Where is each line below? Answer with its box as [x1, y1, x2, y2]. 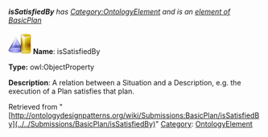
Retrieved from [8, 102, 58, 111]
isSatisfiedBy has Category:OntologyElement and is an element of [8, 7, 231, 16]
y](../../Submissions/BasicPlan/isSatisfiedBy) [8, 119, 156, 128]
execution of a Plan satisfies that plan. [8, 86, 134, 96]
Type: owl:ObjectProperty [8, 62, 95, 72]
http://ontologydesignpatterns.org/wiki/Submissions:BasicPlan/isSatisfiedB [10, 110, 260, 120]
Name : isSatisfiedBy [32, 47, 101, 56]
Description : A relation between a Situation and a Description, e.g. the [8, 78, 241, 87]
